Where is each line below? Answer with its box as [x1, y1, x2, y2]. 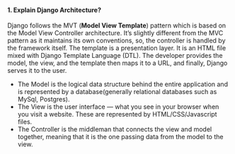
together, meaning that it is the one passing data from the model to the [17, 133, 224, 141]
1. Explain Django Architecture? [7, 6, 101, 14]
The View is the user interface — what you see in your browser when [17, 102, 219, 111]
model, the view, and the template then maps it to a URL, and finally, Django [7, 59, 228, 67]
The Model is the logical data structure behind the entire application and [17, 80, 229, 88]
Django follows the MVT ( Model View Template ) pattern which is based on [7, 21, 227, 30]
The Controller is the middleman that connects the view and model [17, 125, 212, 134]
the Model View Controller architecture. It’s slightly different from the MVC [7, 29, 224, 37]
